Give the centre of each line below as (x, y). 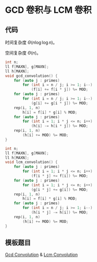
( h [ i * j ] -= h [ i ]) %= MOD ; (60, 212)
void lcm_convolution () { (31, 162)
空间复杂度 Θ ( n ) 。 (23, 53)
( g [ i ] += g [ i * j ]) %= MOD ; (60, 103)
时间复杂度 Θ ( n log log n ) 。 (31, 42)
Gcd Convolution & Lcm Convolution (41, 255)
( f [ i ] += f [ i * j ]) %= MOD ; (60, 90)
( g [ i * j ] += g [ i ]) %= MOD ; (60, 189)
